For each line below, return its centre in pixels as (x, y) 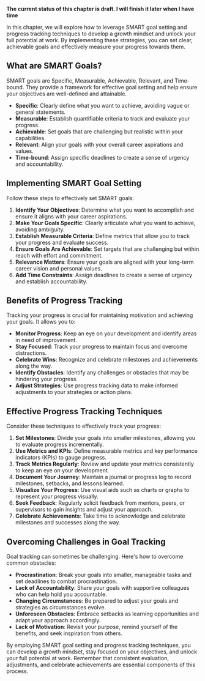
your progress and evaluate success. (62, 242)
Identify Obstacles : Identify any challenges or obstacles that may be (102, 373)
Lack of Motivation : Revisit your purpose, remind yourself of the (96, 627)
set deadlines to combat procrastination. (66, 581)
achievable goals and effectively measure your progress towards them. (96, 47)
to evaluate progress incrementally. (59, 445)
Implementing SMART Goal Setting (74, 183)
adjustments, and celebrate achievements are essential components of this (101, 665)
